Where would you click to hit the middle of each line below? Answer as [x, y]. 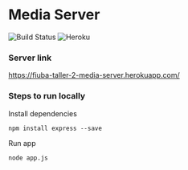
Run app [22, 143]
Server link [30, 58]
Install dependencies [43, 113]
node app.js [28, 158]
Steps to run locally [47, 96]
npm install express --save [55, 128]
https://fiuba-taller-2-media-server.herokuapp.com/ [94, 75]
